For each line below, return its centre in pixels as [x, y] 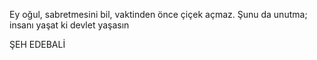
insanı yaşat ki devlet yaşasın [69, 25]
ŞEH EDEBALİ [37, 44]
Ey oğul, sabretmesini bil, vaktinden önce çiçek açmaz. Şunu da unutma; [158, 14]
